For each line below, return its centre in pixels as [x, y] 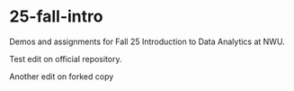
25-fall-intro [56, 17]
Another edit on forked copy [62, 76]
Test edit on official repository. [66, 59]
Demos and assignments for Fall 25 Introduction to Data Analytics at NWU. [147, 41]
